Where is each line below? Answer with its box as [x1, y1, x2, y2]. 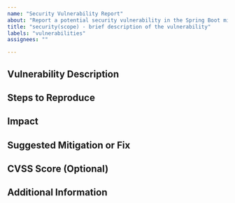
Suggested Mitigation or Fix [7, 139, 131, 151]
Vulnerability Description [7, 68, 120, 80]
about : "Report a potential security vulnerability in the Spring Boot [7, 17, 220, 24]
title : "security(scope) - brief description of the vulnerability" [7, 23, 211, 30]
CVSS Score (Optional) [7, 163, 109, 175]
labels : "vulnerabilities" [7, 29, 86, 37]
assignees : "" [7, 36, 49, 43]
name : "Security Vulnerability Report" [7, 10, 124, 17]
